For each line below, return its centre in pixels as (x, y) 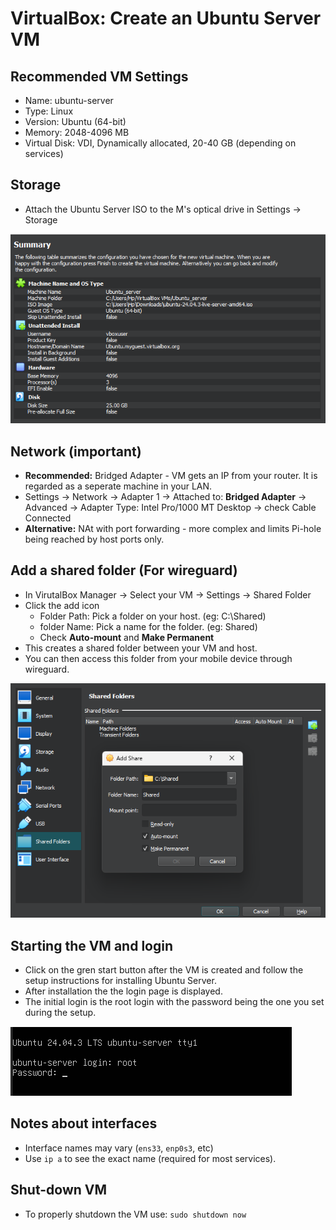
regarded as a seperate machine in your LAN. (118, 486)
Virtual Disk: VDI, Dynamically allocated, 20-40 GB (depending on (160, 143)
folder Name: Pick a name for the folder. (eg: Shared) (148, 626)
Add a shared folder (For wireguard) (124, 570)
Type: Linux (49, 111)
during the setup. (60, 1013)
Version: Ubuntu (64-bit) (75, 121)
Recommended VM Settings (99, 76)
